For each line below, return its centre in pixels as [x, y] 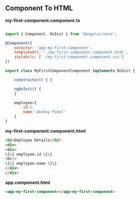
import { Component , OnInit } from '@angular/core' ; [61, 34]
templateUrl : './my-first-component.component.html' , [71, 52]
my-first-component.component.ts [43, 20]
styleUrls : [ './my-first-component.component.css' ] [69, 57]
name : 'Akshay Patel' [44, 112]
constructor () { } [33, 80]
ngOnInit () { [28, 89]
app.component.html [28, 182]
